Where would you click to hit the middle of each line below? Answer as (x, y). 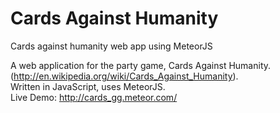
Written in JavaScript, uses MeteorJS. (88, 86)
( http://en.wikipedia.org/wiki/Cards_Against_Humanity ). (124, 76)
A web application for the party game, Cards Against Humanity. (141, 65)
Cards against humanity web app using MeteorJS (111, 46)
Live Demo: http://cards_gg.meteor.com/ (94, 97)
